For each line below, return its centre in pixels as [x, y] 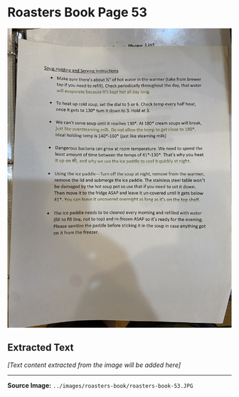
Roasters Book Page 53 [78, 12]
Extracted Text [41, 347]
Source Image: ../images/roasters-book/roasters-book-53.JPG [100, 385]
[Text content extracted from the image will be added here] [94, 365]
